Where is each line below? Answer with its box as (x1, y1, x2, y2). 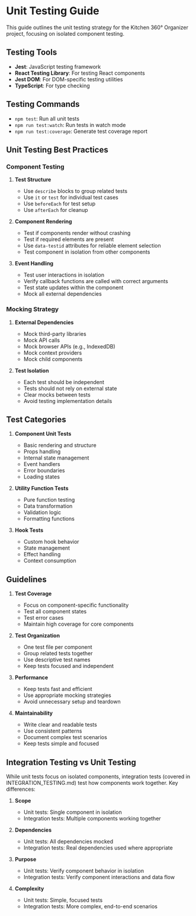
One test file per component (23, 644, 93, 651)
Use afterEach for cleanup (23, 207, 88, 214)
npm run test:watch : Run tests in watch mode (14, 121, 126, 128)
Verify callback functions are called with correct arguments (23, 278, 169, 285)
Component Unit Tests (14, 430, 72, 438)
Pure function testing (23, 496, 75, 503)
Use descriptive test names (23, 656, 91, 663)
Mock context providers (23, 349, 82, 356)
